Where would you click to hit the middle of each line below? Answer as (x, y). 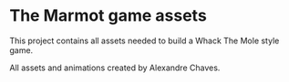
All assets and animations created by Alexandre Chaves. (115, 68)
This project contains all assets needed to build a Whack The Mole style (144, 41)
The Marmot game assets (108, 16)
